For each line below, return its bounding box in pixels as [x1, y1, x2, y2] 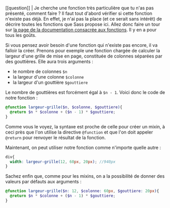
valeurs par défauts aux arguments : [5, 179, 82, 185]
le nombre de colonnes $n [12, 68, 68, 74]
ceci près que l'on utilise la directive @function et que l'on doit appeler [5, 129, 153, 135]
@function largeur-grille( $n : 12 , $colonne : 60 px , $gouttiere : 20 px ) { [5, 188, 159, 194]
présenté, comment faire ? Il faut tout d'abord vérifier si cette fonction [5, 10, 153, 16]
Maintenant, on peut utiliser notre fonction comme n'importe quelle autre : [5, 144, 161, 150]
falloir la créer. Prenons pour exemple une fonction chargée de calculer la [5, 48, 160, 53]
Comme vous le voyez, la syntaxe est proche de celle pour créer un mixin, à [5, 123, 165, 129]
